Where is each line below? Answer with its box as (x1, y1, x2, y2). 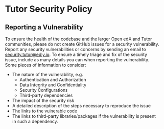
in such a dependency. (12, 119, 58, 124)
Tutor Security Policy (5, 3, 93, 15)
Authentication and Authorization (19, 77, 87, 82)
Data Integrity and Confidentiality (19, 82, 87, 88)
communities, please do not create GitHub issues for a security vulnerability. (5, 41, 159, 47)
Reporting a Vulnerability (5, 23, 83, 31)
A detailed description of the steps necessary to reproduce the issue (12, 103, 151, 108)
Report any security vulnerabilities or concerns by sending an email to (5, 47, 146, 52)
